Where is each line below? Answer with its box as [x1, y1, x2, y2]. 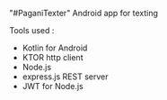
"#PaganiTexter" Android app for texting [9, 8, 159, 18]
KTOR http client [22, 52, 83, 62]
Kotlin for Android [22, 42, 88, 53]
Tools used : [9, 25, 55, 35]
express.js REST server [22, 71, 109, 82]
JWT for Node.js [22, 81, 83, 91]
